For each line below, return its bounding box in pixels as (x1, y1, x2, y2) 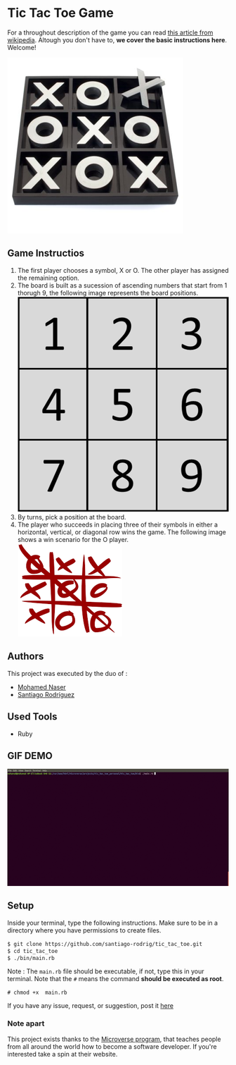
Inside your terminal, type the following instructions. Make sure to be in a (7, 918, 218, 927)
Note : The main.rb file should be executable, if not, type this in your (7, 967, 204, 975)
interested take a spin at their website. (7, 1049, 118, 1058)
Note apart (7, 1018, 45, 1028)
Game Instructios (7, 247, 85, 259)
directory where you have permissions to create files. (7, 925, 162, 935)
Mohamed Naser (17, 682, 67, 691)
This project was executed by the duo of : (7, 669, 128, 677)
